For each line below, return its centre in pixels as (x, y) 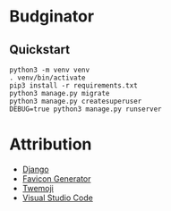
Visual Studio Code (58, 198)
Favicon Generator (56, 178)
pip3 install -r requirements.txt (74, 86)
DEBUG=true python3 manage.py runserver (86, 109)
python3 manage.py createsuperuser (76, 101)
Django (35, 169)
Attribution (51, 144)
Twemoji (38, 188)
